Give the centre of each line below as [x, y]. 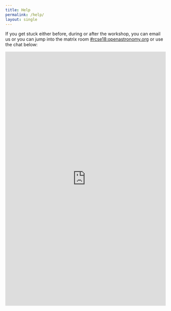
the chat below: [22, 45]
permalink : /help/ [25, 15]
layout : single [21, 19]
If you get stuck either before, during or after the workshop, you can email [83, 34]
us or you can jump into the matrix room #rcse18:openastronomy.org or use [84, 39]
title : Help [18, 10]
